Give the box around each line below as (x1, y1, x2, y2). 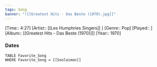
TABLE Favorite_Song (5, 53, 47, 58)
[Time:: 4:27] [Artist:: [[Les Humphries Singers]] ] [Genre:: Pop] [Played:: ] (5, 25, 153, 31)
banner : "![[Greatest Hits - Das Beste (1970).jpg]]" (5, 12, 116, 17)
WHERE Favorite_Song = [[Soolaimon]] (5, 57, 81, 62)
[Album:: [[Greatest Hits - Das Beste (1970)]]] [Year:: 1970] (5, 30, 121, 36)
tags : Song (5, 7, 27, 12)
